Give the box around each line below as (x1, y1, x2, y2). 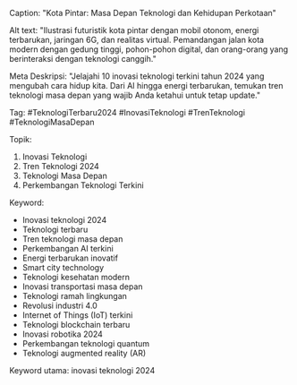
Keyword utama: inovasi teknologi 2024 (9, 365, 156, 375)
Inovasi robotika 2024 (21, 329, 103, 339)
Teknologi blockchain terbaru (21, 320, 131, 329)
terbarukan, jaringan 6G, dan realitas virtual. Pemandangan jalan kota (9, 35, 265, 45)
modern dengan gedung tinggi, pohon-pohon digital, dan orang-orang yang (9, 44, 289, 55)
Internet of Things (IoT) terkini (21, 310, 133, 321)
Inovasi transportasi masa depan (21, 281, 143, 292)
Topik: (9, 134, 33, 144)
